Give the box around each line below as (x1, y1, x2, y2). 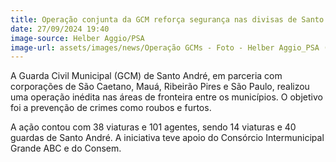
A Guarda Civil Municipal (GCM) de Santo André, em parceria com (10, 70, 283, 82)
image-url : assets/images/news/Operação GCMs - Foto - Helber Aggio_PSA (10, 42, 320, 53)
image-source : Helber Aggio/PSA (10, 33, 145, 43)
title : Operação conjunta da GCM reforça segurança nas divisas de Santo (10, 14, 325, 25)
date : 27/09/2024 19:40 (10, 24, 110, 34)
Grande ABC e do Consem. (10, 142, 122, 155)
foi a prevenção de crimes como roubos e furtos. (10, 102, 212, 114)
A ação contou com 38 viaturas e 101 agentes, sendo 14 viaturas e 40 (10, 121, 297, 133)
